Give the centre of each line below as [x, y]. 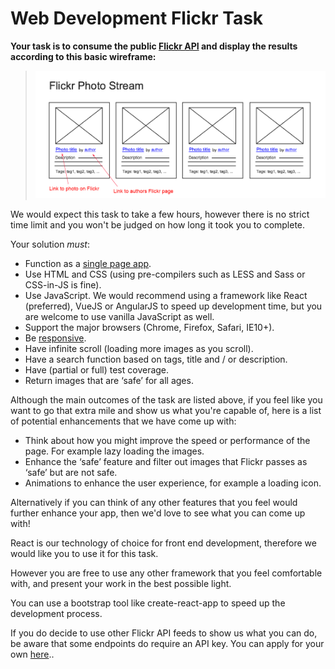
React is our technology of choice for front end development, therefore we [163, 543]
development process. [56, 614]
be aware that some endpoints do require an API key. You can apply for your [167, 644]
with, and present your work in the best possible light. [121, 584]
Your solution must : [50, 244]
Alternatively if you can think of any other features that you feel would [154, 503]
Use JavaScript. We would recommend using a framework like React [166, 296]
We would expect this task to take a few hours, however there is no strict [160, 214]
